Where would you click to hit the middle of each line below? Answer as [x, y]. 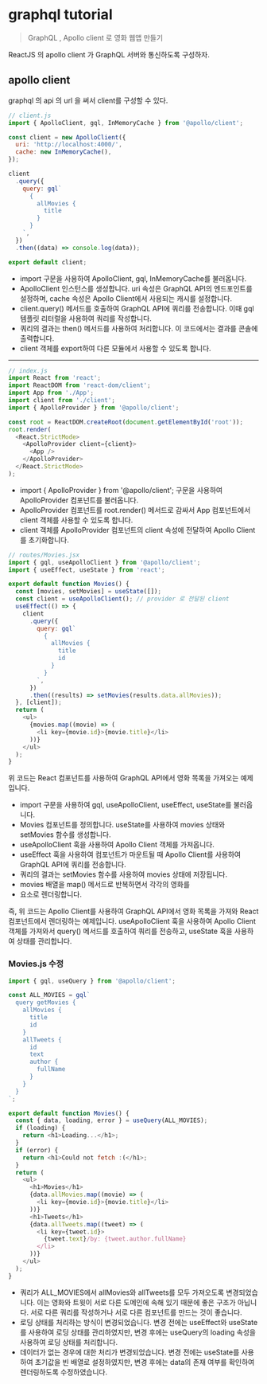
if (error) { [37, 1150]
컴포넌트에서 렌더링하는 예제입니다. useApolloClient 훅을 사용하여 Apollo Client [132, 921]
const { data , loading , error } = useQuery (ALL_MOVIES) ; [112, 1120]
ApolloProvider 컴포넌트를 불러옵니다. [79, 500]
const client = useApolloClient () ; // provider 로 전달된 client [122, 599]
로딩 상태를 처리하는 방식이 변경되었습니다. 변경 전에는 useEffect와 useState [139, 1322]
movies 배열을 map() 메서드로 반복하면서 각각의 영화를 [105, 885]
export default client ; [48, 262]
